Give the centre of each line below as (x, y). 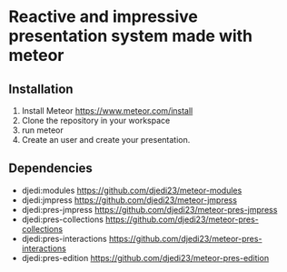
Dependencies (50, 169)
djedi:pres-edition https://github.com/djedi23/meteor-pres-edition (145, 257)
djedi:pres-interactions (64, 238)
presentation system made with (131, 36)
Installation (41, 89)
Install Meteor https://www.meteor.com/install (107, 111)
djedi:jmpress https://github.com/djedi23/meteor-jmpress (129, 200)
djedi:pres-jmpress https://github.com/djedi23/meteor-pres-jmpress (149, 209)
